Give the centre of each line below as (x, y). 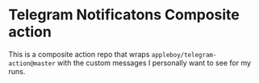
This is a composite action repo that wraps (79, 54)
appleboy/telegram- (184, 55)
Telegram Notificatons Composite (124, 15)
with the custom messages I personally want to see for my (155, 63)
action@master (32, 63)
